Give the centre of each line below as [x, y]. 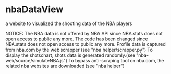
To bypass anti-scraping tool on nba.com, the [116, 60]
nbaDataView [34, 9]
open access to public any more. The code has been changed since [77, 39]
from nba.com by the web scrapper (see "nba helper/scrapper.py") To [79, 50]
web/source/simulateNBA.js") [36, 60]
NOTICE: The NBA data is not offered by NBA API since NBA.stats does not [84, 33]
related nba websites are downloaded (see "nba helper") [65, 66]
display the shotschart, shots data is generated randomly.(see [70, 55]
